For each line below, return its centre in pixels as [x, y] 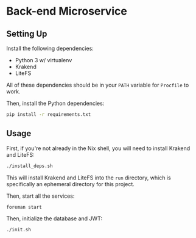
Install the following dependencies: [50, 48]
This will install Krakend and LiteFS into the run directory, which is [89, 178]
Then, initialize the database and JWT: [54, 218]
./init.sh [19, 230]
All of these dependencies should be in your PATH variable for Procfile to [98, 85]
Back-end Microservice [67, 11]
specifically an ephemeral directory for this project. [71, 184]
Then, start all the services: [40, 196]
